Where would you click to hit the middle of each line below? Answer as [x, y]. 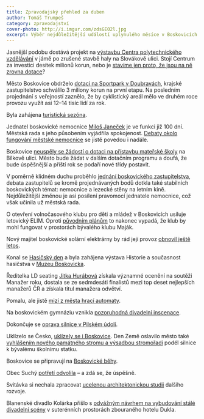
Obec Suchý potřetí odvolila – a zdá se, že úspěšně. [71, 373]
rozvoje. [16, 391]
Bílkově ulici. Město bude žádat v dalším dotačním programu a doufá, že [97, 158]
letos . [13, 246]
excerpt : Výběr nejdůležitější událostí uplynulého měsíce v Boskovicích [102, 35]
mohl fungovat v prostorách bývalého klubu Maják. [70, 228]
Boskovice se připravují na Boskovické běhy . [62, 361]
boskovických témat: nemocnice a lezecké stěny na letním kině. [86, 190]
